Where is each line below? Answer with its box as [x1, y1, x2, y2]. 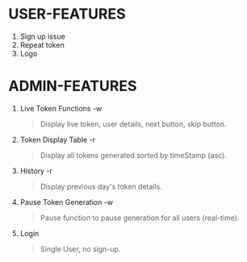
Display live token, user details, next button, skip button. [40, 119, 228, 129]
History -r [19, 166, 52, 176]
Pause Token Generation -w [19, 197, 114, 206]
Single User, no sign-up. [40, 243, 121, 254]
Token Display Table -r [19, 135, 95, 144]
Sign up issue [19, 31, 66, 41]
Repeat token [19, 40, 65, 49]
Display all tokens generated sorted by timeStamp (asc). [40, 150, 228, 160]
